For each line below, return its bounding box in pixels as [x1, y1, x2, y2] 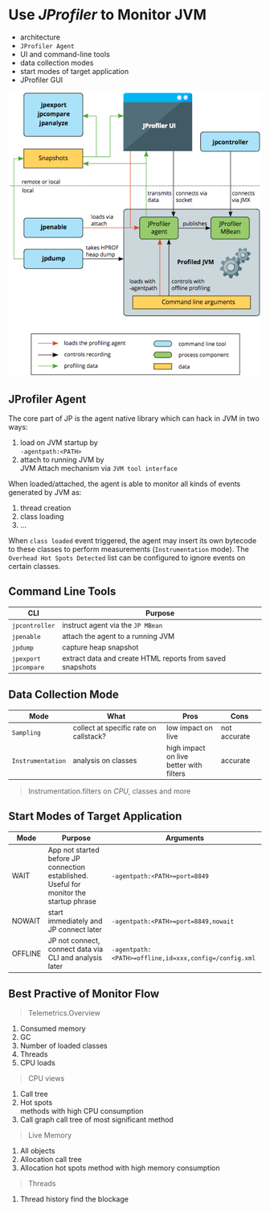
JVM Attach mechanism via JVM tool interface [19, 463, 178, 472]
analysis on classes [72, 756, 137, 765]
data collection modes [19, 58, 94, 68]
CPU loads [19, 1058, 56, 1068]
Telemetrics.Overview [27, 1008, 100, 1018]
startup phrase [47, 896, 96, 906]
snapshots [61, 662, 96, 672]
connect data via [47, 944, 104, 954]
